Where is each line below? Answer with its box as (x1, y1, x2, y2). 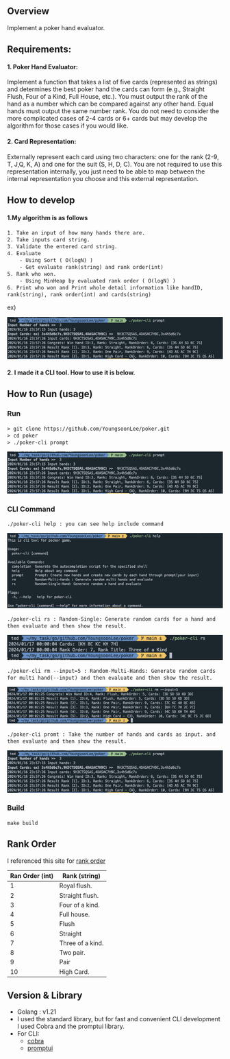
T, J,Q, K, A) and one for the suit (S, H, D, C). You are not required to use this (7, 160, 222, 168)
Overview (7, 5, 50, 17)
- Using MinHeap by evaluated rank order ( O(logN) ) (19, 278, 176, 285)
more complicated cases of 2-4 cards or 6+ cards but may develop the (7, 115, 207, 123)
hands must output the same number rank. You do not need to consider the (7, 107, 220, 115)
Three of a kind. (59, 939, 104, 947)
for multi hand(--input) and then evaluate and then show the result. (7, 675, 213, 682)
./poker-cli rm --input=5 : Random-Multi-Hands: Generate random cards (7, 668, 216, 675)
